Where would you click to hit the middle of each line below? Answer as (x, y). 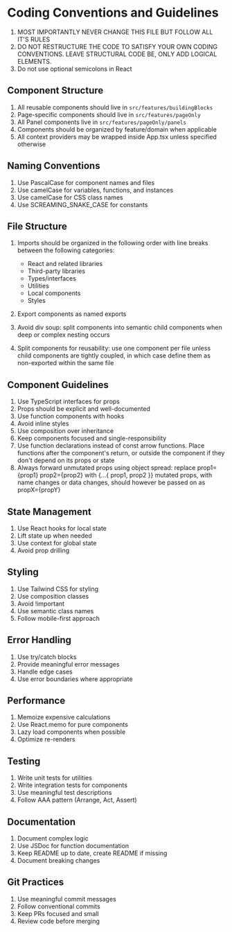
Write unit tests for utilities (54, 778)
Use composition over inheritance (65, 431)
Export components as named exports (72, 314)
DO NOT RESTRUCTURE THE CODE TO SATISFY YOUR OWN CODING (117, 46)
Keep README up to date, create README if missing (92, 853)
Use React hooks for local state (62, 528)
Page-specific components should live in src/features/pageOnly (109, 114)
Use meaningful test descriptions (64, 793)
